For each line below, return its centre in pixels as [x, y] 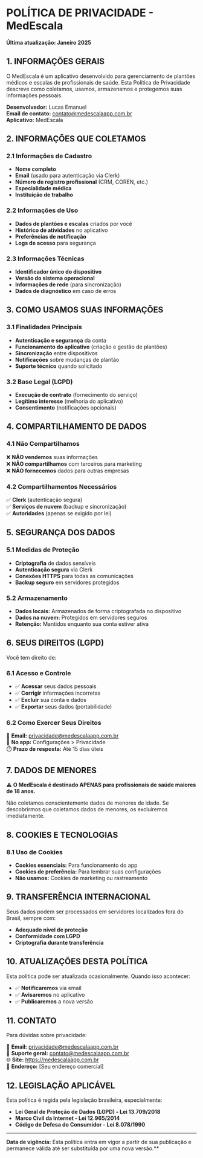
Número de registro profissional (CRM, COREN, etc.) [82, 182]
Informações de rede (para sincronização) [68, 285]
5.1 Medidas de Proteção [43, 550]
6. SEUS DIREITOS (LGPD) [55, 643]
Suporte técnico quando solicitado [59, 366]
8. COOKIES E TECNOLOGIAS [62, 835]
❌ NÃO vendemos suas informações [52, 457]
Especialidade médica [43, 188]
